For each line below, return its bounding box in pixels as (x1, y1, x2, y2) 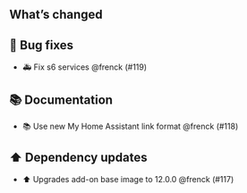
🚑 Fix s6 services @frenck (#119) (21, 62, 148, 72)
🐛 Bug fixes (9, 38, 74, 53)
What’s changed (9, 7, 103, 22)
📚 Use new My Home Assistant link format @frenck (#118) (21, 121, 239, 132)
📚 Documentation (9, 92, 114, 107)
